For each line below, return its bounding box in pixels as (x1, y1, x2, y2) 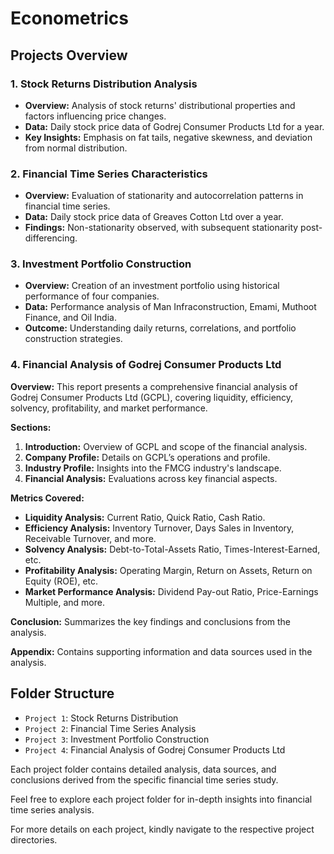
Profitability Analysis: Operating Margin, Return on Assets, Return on (24, 564, 313, 576)
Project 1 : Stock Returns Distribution (24, 712, 179, 724)
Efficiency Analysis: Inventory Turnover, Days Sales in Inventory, (24, 522, 295, 534)
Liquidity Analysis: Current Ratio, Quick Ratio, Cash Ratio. (24, 511, 266, 523)
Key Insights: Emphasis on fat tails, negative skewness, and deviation (24, 131, 313, 143)
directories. (10, 833, 58, 846)
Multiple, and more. (24, 596, 105, 608)
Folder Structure (10, 685, 115, 702)
